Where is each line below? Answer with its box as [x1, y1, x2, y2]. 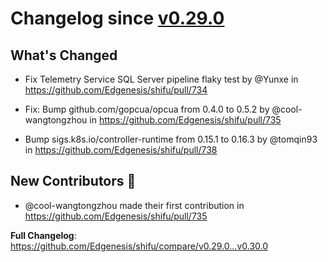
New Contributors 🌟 [10, 173, 137, 190]
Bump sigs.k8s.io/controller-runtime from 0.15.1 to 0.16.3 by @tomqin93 [24, 133, 318, 145]
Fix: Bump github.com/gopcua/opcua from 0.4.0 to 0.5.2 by [24, 103, 270, 115]
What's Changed [10, 47, 118, 64]
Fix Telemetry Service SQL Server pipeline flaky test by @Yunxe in [24, 73, 299, 85]
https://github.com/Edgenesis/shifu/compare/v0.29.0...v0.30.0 [10, 240, 269, 252]
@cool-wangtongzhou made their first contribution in [24, 199, 245, 211]
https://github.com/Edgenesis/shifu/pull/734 [24, 84, 208, 96]
